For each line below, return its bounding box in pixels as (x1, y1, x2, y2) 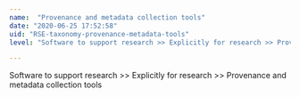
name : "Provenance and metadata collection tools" (9, 12, 205, 22)
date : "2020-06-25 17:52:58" (9, 21, 118, 30)
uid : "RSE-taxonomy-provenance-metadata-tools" (9, 29, 190, 38)
